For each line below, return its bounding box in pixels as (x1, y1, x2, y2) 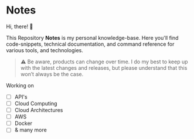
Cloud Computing (14, 100, 57, 107)
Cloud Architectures (14, 107, 63, 114)
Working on (6, 82, 34, 89)
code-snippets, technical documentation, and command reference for (6, 40, 175, 48)
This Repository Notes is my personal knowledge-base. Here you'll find (6, 34, 179, 41)
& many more (14, 127, 47, 134)
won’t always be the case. (20, 70, 84, 77)
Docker (14, 120, 33, 127)
